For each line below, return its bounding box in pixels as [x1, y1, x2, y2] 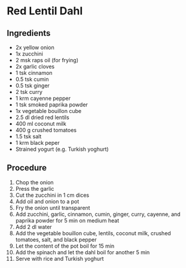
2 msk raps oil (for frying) [15, 57, 79, 63]
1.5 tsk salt [15, 133, 42, 140]
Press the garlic [15, 185, 54, 192]
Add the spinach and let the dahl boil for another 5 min [15, 248, 150, 255]
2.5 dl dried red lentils [15, 114, 69, 121]
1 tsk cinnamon [15, 69, 53, 76]
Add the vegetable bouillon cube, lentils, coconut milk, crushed [15, 229, 171, 237]
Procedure [7, 163, 47, 173]
